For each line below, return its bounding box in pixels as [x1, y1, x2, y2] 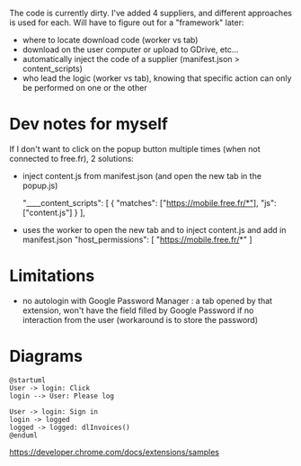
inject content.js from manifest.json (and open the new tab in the [22, 170, 262, 181]
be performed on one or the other [22, 83, 147, 93]
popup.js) [22, 180, 58, 191]
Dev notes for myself [9, 114, 169, 134]
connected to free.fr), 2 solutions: [9, 153, 135, 164]
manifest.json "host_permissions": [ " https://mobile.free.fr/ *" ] [22, 234, 253, 245]
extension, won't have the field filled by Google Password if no [22, 305, 254, 316]
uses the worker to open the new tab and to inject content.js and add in [22, 224, 287, 235]
